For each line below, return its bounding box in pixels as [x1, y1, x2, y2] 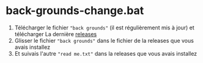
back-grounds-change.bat [6, 4, 144, 18]
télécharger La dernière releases [14, 30, 97, 37]
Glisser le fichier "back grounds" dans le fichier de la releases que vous [14, 37, 194, 44]
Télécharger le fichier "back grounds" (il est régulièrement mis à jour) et [14, 24, 195, 31]
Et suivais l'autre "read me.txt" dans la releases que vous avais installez [14, 50, 197, 57]
